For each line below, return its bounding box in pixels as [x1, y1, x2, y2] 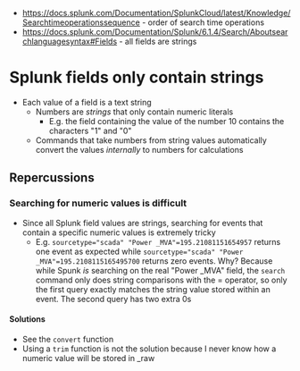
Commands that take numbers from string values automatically [35, 134, 268, 146]
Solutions [9, 314, 46, 325]
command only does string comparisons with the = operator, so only [35, 274, 287, 285]
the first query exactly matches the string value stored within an [35, 283, 271, 294]
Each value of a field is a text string [21, 97, 152, 107]
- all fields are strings [119, 36, 197, 46]
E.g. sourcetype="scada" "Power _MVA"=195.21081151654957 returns [35, 236, 281, 247]
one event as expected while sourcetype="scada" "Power [35, 246, 244, 257]
